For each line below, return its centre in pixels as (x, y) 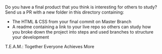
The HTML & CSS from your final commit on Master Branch (72, 22)
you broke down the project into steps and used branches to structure (83, 32)
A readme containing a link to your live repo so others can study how (81, 27)
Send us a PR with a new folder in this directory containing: (65, 12)
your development (31, 37)
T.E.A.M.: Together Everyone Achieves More (50, 46)
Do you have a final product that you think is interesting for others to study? (81, 7)
